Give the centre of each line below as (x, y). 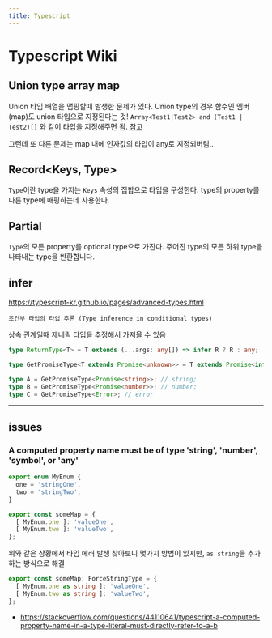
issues (25, 427)
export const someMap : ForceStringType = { (83, 579)
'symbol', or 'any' (43, 460)
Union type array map (64, 86)
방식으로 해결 (44, 564)
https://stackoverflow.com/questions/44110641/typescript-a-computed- (140, 617)
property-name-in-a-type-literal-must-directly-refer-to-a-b (119, 625)
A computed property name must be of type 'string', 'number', (134, 450)
